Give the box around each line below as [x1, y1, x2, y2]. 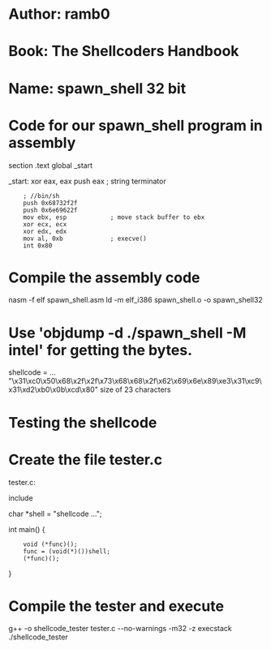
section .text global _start [8, 160, 93, 170]
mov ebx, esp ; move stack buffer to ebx [23, 213, 205, 221]
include [8, 492, 34, 503]
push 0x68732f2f [23, 199, 79, 207]
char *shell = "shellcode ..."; [8, 509, 103, 518]
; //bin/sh [23, 191, 60, 200]
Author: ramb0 [8, 5, 111, 24]
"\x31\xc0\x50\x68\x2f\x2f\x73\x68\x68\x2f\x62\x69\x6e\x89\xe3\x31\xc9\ [8, 376, 262, 386]
